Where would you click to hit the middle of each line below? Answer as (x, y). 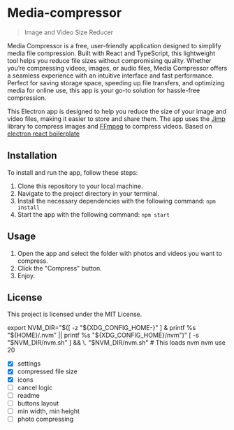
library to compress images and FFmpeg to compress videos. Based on (110, 126)
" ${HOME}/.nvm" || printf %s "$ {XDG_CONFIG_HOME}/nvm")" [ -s (103, 335)
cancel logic (35, 387)
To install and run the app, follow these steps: (73, 172)
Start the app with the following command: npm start (93, 214)
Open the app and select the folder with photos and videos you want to (119, 253)
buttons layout (38, 403)
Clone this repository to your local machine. (80, 186)
